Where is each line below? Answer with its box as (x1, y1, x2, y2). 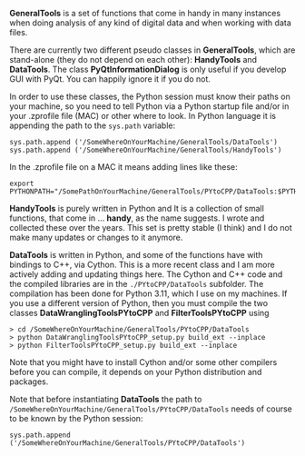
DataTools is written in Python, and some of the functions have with (9, 250, 263, 260)
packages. (9, 376, 49, 387)
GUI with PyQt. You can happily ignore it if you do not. (9, 74, 212, 84)
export (9, 179, 34, 188)
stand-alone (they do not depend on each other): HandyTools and (9, 55, 257, 64)
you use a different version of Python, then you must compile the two (9, 298, 269, 308)
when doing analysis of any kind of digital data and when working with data (9, 17, 292, 28)
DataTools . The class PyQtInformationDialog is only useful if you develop (9, 64, 287, 74)
